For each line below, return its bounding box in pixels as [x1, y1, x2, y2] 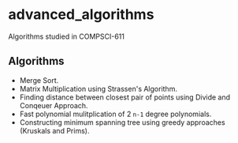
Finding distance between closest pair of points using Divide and [19, 92, 231, 102]
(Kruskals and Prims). [19, 126, 90, 135]
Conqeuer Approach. [19, 100, 88, 110]
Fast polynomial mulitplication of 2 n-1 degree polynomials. [19, 109, 212, 119]
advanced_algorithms [8, 6, 154, 24]
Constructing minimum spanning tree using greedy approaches [19, 117, 226, 127]
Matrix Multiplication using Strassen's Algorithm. [19, 84, 177, 93]
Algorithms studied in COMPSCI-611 [8, 32, 125, 41]
